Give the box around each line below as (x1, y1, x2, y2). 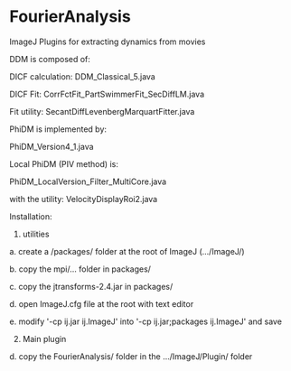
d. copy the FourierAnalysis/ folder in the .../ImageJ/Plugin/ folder (9, 350, 253, 362)
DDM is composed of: (9, 53, 90, 64)
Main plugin (22, 333, 67, 344)
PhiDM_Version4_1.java (9, 141, 94, 152)
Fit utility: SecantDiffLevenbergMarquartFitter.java (9, 106, 195, 116)
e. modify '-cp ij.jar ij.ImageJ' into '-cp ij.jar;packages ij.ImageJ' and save (9, 316, 283, 327)
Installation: (9, 210, 52, 222)
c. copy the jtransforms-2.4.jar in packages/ (9, 281, 174, 292)
